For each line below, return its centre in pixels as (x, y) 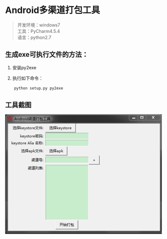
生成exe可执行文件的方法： (47, 55)
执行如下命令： (28, 78)
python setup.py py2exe (39, 88)
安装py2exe (24, 67)
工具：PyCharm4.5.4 (39, 31)
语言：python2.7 (34, 37)
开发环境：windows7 (39, 25)
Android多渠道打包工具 (53, 10)
